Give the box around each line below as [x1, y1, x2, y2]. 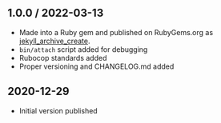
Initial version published [18, 105, 98, 115]
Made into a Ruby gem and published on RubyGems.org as [18, 27, 214, 37]
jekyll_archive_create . [18, 36, 90, 46]
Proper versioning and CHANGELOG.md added [18, 61, 175, 71]
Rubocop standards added [18, 53, 107, 62]
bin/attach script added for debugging [18, 44, 148, 54]
